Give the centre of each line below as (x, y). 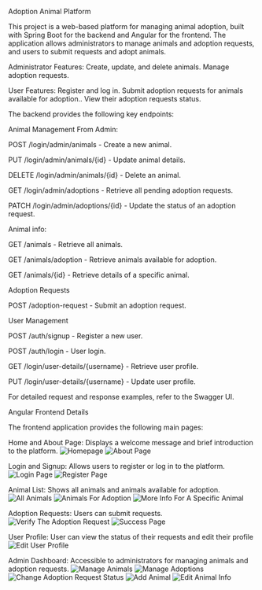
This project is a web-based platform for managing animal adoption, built (126, 26)
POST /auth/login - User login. (57, 351)
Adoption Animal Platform (50, 11)
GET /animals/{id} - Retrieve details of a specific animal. (99, 275)
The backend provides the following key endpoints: (91, 114)
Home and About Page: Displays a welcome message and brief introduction (131, 442)
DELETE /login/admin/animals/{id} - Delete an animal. (94, 175)
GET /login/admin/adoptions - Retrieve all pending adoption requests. (121, 190)
